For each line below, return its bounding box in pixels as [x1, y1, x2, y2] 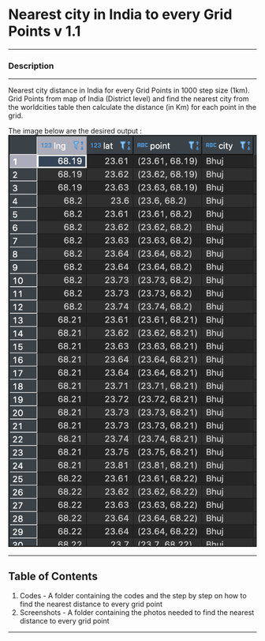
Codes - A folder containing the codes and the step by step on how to [19, 590, 247, 600]
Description [8, 60, 54, 71]
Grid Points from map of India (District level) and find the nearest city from [8, 94, 249, 104]
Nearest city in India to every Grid [8, 6, 233, 24]
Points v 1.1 [8, 22, 81, 40]
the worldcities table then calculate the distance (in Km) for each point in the [8, 103, 257, 112]
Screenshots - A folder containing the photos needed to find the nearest [19, 607, 255, 617]
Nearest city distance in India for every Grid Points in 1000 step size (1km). [8, 85, 250, 96]
